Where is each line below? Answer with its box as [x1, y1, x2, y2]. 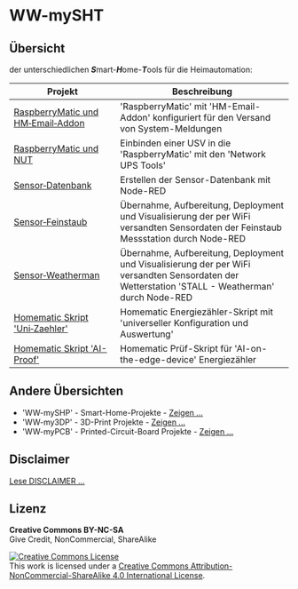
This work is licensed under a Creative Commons [9, 561, 189, 571]
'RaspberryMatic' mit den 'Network [119, 148, 266, 160]
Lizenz [9, 501, 47, 516]
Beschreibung [171, 85, 233, 98]
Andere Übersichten [9, 384, 124, 399]
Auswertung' [119, 328, 174, 340]
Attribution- [190, 561, 233, 571]
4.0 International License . [112, 570, 206, 581]
